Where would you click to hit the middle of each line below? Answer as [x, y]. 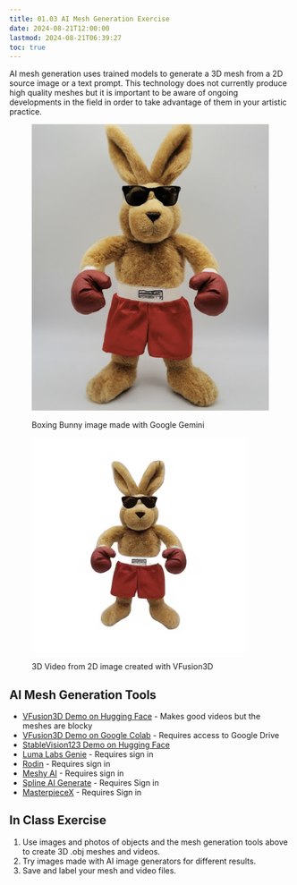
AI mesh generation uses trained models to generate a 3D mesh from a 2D [146, 74]
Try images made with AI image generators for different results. [139, 861]
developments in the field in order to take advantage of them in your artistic [148, 102]
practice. [25, 112]
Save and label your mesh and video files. [99, 870]
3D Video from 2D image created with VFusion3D [123, 667]
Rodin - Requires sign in [66, 764]
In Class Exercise [58, 820]
